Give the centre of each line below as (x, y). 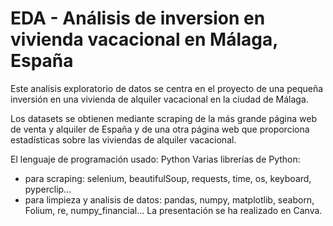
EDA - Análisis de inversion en (138, 18)
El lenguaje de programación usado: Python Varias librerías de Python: (155, 159)
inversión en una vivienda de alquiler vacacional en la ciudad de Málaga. (159, 99)
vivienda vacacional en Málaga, (144, 39)
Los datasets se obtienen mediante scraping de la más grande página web (164, 118)
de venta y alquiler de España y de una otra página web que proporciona (160, 129)
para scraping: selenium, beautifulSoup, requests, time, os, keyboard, (168, 178)
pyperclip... (48, 189)
